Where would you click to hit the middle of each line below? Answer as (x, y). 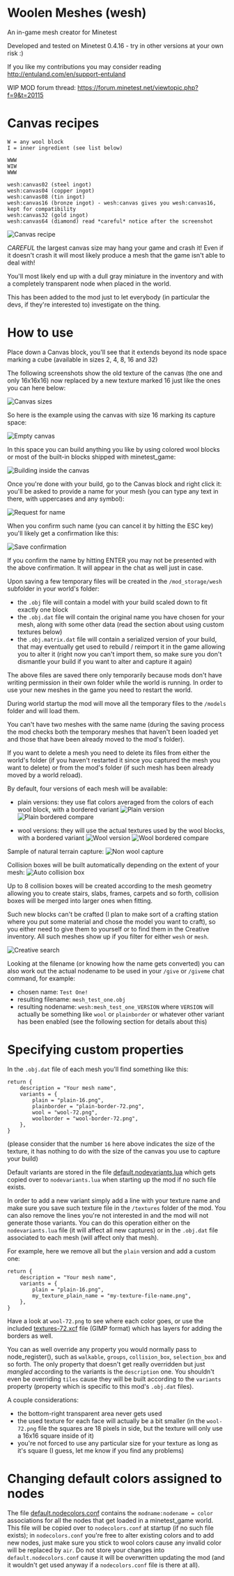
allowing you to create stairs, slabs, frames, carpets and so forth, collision (113, 893)
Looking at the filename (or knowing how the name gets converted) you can (116, 963)
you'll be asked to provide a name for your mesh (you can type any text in (113, 491)
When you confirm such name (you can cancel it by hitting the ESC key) (110, 526)
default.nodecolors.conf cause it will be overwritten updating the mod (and (116, 1557)
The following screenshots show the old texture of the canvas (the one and (115, 373)
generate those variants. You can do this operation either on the (99, 1223)
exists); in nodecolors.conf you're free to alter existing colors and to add (111, 1535)
